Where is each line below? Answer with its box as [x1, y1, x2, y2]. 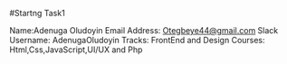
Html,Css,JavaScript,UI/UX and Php [9, 44, 143, 55]
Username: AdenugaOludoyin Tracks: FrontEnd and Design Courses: [9, 35, 265, 45]
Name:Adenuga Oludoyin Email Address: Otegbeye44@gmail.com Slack [9, 25, 279, 35]
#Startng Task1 [9, 8, 65, 18]
